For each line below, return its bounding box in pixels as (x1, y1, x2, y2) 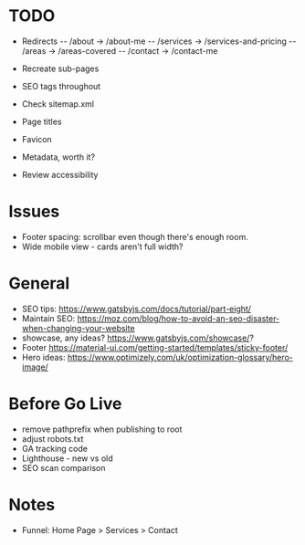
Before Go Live (8, 393, 122, 414)
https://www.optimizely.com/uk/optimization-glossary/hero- (67, 351, 294, 362)
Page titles (21, 116, 62, 127)
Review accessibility (21, 169, 99, 180)
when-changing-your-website (21, 322, 135, 333)
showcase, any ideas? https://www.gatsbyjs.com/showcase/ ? (21, 332, 255, 343)
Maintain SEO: (21, 312, 76, 324)
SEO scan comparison (21, 462, 106, 473)
